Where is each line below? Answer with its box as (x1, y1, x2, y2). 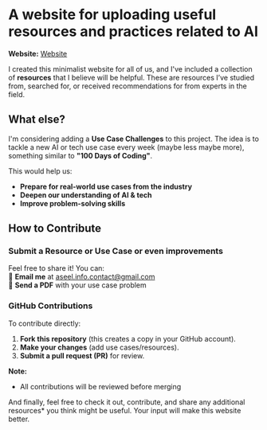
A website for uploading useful (8, 6, 217, 24)
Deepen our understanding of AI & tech (19, 190, 152, 200)
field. (8, 89, 26, 99)
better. (8, 414, 30, 424)
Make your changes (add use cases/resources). (19, 342, 179, 352)
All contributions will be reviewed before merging (19, 381, 182, 391)
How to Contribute (8, 221, 102, 236)
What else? (8, 113, 65, 127)
